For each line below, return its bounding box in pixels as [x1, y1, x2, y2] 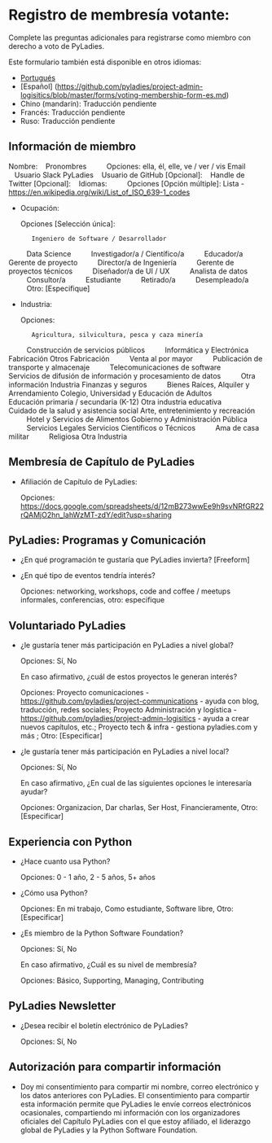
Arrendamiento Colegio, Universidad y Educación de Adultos [8, 388, 213, 398]
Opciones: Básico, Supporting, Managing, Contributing [20, 975, 204, 985]
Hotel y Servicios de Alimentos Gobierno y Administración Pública [26, 414, 248, 424]
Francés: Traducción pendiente [20, 107, 125, 117]
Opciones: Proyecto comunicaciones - [20, 688, 149, 698]
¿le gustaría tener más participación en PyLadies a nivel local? [20, 747, 230, 756]
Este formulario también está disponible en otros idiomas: [8, 57, 202, 67]
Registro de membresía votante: [8, 6, 230, 24]
